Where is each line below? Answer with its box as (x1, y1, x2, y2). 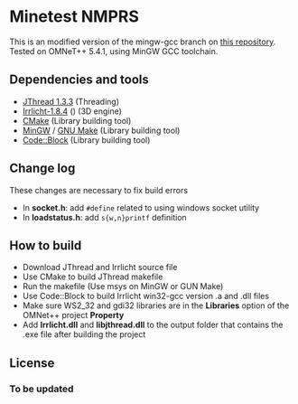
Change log (9, 161, 76, 176)
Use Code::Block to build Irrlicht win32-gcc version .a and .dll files (22, 291, 269, 302)
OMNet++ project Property (22, 310, 125, 321)
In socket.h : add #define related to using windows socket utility (22, 202, 260, 213)
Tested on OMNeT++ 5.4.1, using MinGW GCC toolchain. (9, 45, 219, 56)
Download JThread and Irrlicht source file (22, 262, 178, 273)
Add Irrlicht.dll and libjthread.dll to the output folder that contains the (22, 319, 284, 331)
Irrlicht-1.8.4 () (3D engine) (22, 106, 122, 117)
